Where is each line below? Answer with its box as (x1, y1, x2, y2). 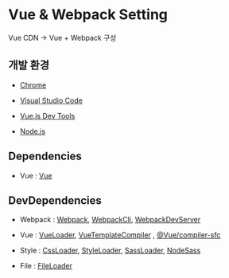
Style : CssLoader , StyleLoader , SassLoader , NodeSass (19, 245, 201, 256)
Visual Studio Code (19, 96, 83, 105)
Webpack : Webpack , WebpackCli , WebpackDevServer (19, 215, 201, 225)
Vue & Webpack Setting (8, 6, 169, 24)
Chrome (19, 80, 47, 89)
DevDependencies (8, 194, 102, 207)
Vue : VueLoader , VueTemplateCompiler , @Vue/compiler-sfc (19, 230, 221, 240)
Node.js (19, 126, 46, 136)
